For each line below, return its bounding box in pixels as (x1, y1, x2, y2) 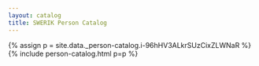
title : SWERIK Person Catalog (8, 19, 108, 27)
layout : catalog (8, 11, 61, 20)
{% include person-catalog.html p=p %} (8, 49, 139, 58)
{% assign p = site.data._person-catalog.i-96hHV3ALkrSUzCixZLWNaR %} (8, 40, 252, 49)
